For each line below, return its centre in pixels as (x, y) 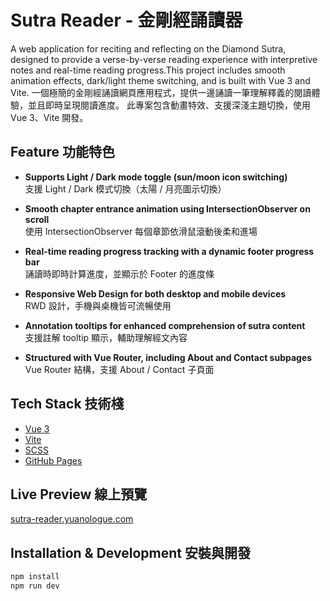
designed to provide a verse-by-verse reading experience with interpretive (164, 59)
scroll (37, 219)
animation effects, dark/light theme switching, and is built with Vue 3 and (160, 80)
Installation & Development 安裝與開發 (130, 552)
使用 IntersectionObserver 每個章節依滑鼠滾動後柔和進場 (141, 231)
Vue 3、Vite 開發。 (49, 117)
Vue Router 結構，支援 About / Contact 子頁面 (119, 369)
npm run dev (35, 586)
